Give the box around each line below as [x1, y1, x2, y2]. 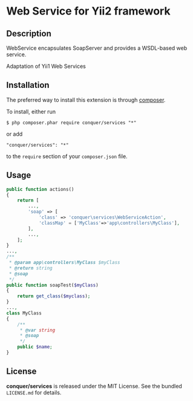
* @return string [8, 265, 53, 271]
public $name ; [17, 344, 53, 350]
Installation [6, 80, 50, 90]
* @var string [19, 327, 56, 333]
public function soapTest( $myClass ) [6, 282, 99, 288]
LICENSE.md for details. [6, 389, 62, 396]
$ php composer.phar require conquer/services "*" [6, 119, 137, 125]
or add [6, 130, 23, 138]
